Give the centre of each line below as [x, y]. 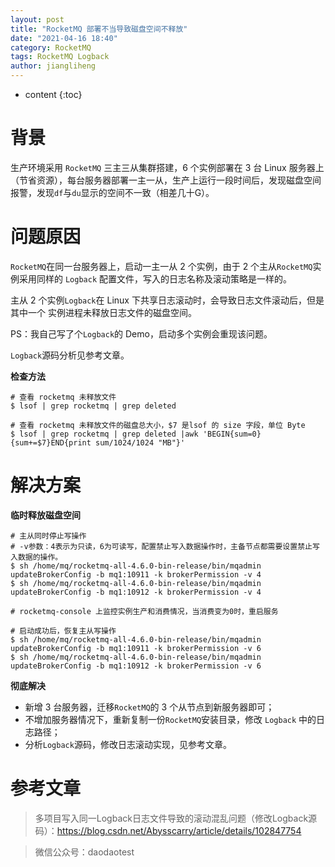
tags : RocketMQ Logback [60, 57]
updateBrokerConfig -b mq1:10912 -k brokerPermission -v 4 [136, 592]
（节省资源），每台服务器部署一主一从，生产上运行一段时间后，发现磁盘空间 [166, 180]
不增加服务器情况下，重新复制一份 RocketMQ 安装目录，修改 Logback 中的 [170, 719]
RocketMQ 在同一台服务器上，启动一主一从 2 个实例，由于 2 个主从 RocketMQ [161, 266]
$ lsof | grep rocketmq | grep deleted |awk [104, 434]
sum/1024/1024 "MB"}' [140, 442]
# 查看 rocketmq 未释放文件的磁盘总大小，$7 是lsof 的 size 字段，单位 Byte [158, 425]
